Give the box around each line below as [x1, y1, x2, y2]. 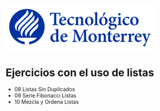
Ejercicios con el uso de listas [5, 66, 155, 80]
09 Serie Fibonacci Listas [14, 91, 77, 99]
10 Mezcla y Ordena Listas [14, 98, 79, 105]
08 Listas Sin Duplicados [14, 85, 76, 93]
